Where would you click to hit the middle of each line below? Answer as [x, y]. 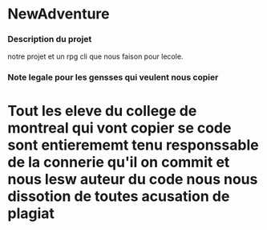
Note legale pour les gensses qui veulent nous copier [113, 77]
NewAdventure [59, 14]
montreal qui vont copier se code [119, 127]
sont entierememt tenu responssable [133, 145]
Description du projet [50, 39]
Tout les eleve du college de [102, 111]
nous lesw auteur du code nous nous [133, 179]
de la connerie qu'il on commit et [119, 162]
